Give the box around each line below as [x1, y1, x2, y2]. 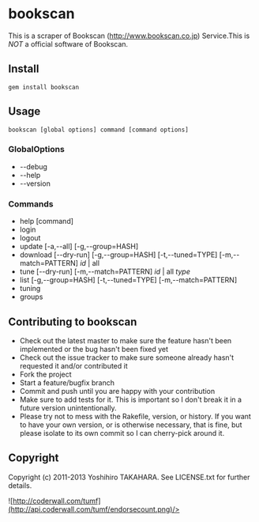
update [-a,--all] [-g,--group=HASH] [19, 242, 139, 252]
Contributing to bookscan [8, 315, 137, 328]
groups [19, 292, 43, 301]
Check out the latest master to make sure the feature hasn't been [19, 335, 232, 345]
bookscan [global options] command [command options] [8, 126, 190, 134]
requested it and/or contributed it [19, 361, 128, 370]
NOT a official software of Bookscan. [8, 39, 129, 48]
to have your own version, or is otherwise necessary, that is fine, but [19, 420, 242, 429]
